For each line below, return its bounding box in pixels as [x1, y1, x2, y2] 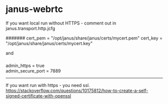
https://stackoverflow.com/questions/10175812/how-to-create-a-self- [5, 87, 149, 93]
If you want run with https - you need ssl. [5, 82, 90, 88]
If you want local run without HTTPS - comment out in [5, 20, 117, 26]
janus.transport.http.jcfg [5, 25, 55, 31]
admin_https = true [5, 62, 45, 68]
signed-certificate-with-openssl [5, 93, 71, 99]
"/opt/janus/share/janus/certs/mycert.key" [5, 40, 93, 46]
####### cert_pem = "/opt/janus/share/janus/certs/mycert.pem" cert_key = [5, 35, 163, 41]
